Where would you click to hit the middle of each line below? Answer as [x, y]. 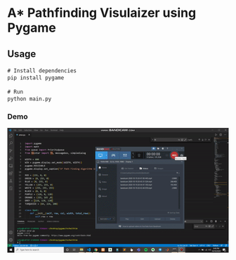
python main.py [29, 99]
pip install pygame [36, 78]
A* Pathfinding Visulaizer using [102, 13]
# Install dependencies [42, 71]
